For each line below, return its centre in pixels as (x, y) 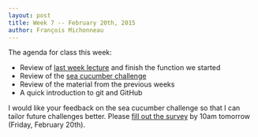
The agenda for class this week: (60, 53)
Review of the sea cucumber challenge (83, 76)
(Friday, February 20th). (47, 125)
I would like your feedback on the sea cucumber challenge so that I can (124, 108)
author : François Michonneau (56, 30)
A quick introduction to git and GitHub (81, 93)
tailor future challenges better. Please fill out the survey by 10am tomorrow (129, 117)
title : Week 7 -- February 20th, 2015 (72, 23)
